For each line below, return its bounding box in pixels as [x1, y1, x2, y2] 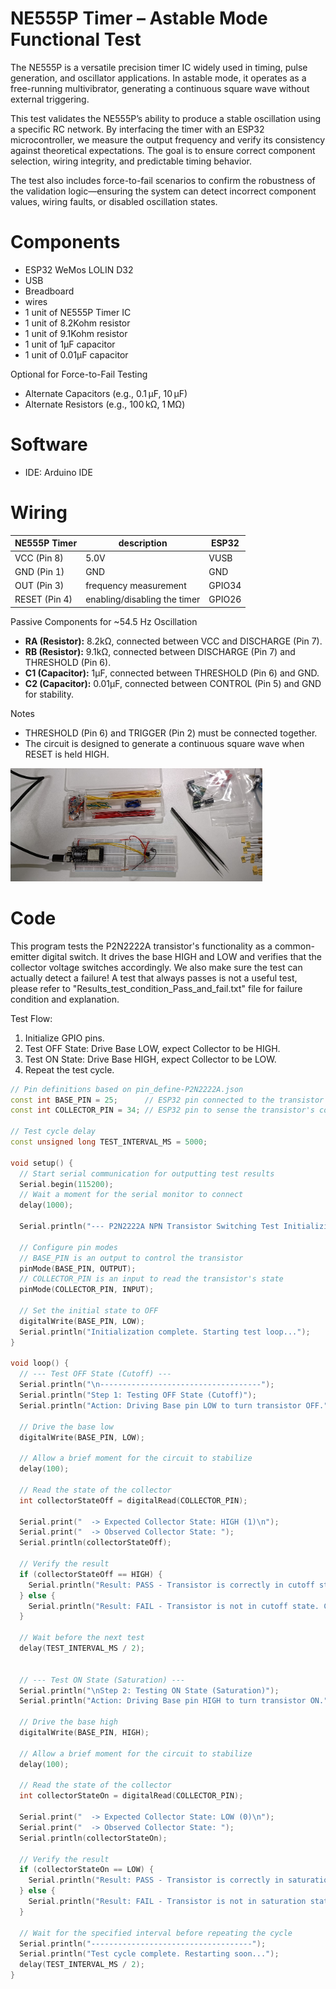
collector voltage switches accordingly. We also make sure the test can [10, 961, 303, 973]
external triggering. [10, 93, 90, 105]
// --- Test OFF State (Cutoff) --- [19, 1369, 172, 1379]
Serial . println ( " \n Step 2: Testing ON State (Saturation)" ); [19, 1685, 280, 1696]
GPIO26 [208, 593, 242, 606]
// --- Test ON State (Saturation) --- [19, 1675, 186, 1685]
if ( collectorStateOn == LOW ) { [19, 1865, 155, 1875]
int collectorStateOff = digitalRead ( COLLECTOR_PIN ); [19, 1495, 248, 1506]
